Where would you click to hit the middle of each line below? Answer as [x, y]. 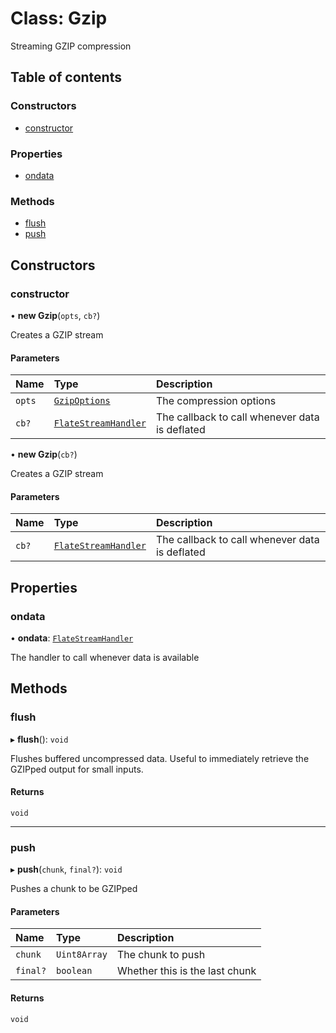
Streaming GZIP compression [71, 46]
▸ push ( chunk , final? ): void [66, 869]
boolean [74, 971]
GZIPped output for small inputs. [77, 769]
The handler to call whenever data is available [105, 657]
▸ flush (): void [39, 739]
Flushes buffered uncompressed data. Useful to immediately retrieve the [160, 758]
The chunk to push [161, 955]
